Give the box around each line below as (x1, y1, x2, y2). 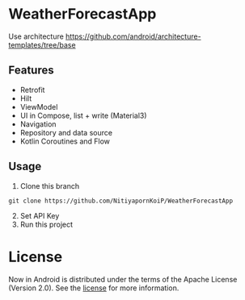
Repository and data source (19, 127, 113, 137)
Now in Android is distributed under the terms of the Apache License (8, 274, 238, 284)
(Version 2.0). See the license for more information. (8, 283, 180, 293)
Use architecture (8, 31, 65, 41)
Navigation (19, 119, 57, 129)
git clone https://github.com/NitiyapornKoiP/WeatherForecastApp (8, 197, 233, 205)
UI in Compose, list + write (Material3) (19, 110, 147, 120)
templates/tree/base (8, 40, 76, 49)
